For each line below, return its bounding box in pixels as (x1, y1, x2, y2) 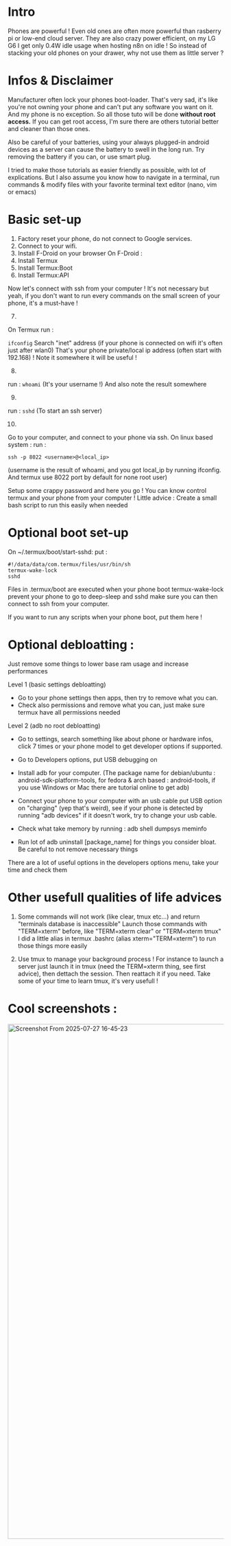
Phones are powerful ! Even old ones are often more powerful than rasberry (8, 27, 221, 35)
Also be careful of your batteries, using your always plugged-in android (8, 138, 210, 146)
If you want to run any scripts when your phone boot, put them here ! (8, 612, 203, 621)
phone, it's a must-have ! (8, 299, 78, 307)
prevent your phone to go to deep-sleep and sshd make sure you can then (8, 592, 218, 601)
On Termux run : (8, 325, 54, 334)
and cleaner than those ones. (8, 124, 90, 132)
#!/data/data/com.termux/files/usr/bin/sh (8, 561, 131, 568)
